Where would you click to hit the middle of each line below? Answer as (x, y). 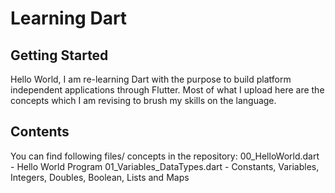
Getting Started (59, 55)
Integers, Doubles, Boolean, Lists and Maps (100, 177)
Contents (40, 132)
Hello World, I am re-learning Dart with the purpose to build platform (151, 79)
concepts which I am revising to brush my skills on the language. (143, 100)
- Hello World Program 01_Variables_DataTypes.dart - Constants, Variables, (165, 166)
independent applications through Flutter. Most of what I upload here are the (167, 90)
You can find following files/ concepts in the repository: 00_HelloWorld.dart (165, 156)
